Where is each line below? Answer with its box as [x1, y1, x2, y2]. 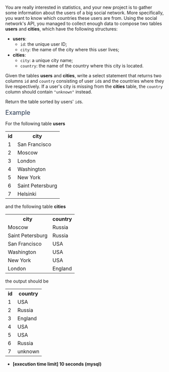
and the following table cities [5, 203, 66, 209]
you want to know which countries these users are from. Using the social [5, 15, 157, 21]
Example [5, 109, 30, 116]
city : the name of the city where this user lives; [20, 47, 119, 52]
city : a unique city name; [20, 57, 73, 63]
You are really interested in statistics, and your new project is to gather [5, 5, 153, 10]
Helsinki [17, 191, 36, 197]
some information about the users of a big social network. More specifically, [5, 10, 164, 16]
